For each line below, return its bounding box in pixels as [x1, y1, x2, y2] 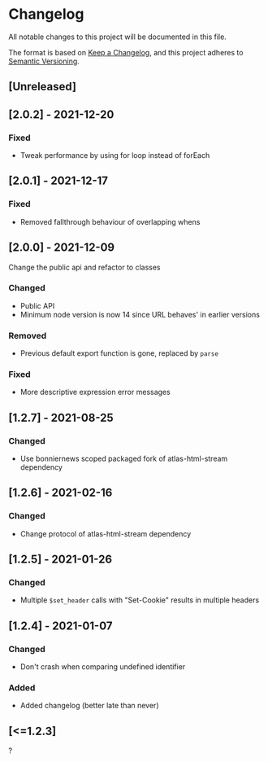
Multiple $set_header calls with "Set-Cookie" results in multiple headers [19, 595, 260, 605]
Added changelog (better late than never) [19, 701, 159, 711]
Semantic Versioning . [8, 56, 80, 66]
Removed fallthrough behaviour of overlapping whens [19, 217, 201, 226]
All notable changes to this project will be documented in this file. [8, 32, 227, 42]
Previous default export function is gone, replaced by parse [19, 348, 219, 358]
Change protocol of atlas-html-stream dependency [19, 528, 192, 538]
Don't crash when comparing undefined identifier [19, 662, 186, 672]
